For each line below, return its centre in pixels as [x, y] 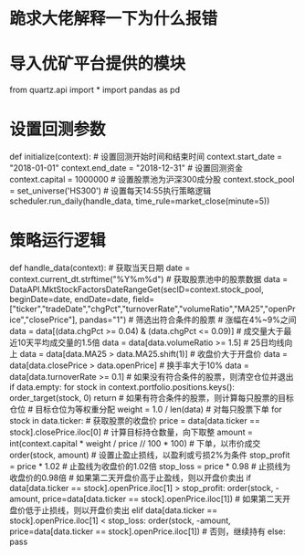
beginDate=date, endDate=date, [70, 299]
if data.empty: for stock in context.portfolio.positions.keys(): [122, 387]
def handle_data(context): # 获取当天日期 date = [100, 268]
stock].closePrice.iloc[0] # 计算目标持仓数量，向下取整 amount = [131, 432]
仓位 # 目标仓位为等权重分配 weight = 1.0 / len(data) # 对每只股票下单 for [146, 409]
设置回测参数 [58, 130]
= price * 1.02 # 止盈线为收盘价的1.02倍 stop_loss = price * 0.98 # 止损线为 [150, 466]
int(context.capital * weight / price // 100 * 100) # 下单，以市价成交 [135, 443]
